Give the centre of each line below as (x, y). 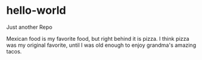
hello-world (36, 10)
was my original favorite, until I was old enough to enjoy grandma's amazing (101, 45)
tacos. (14, 51)
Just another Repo (29, 27)
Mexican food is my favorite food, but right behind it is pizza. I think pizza (98, 38)
